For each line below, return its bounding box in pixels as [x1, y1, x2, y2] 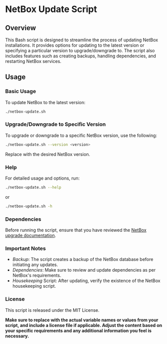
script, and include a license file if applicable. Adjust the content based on [5, 322, 162, 328]
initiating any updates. [12, 262, 58, 268]
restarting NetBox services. [5, 58, 61, 64]
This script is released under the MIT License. [5, 307, 99, 313]
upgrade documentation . [5, 232, 56, 238]
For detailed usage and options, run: [5, 175, 80, 182]
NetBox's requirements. [12, 273, 61, 279]
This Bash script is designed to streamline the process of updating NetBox [5, 37, 158, 43]
